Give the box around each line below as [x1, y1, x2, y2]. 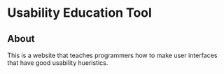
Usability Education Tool [7, 5, 152, 21]
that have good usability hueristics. [7, 59, 108, 67]
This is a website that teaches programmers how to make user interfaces [7, 51, 218, 59]
